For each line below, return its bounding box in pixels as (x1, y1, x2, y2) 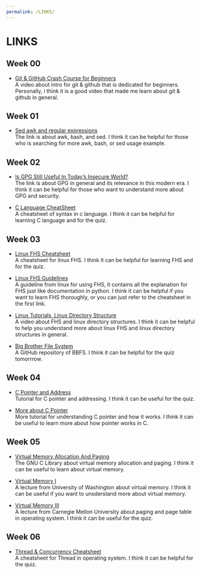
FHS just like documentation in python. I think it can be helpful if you (14, 287, 184, 295)
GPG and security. (14, 192, 60, 200)
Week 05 (6, 437, 41, 447)
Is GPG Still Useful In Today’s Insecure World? (14, 173, 128, 180)
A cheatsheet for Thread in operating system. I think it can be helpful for (14, 554, 194, 561)
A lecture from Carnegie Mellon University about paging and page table (14, 508, 192, 515)
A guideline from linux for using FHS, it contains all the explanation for (14, 281, 188, 289)
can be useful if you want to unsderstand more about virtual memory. (14, 490, 187, 497)
